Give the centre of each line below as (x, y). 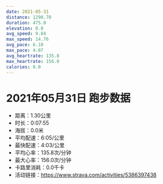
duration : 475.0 (26, 23)
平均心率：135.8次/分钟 (43, 153)
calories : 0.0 (24, 67)
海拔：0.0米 (29, 131)
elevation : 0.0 (25, 28)
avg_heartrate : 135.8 (33, 56)
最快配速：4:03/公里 (40, 145)
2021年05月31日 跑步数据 (68, 98)
